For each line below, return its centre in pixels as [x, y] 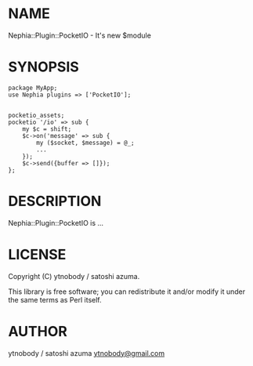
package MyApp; [33, 88]
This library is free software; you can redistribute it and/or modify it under [127, 292]
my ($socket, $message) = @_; [85, 143]
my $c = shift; [47, 129]
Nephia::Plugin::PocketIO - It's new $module [80, 35]
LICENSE [37, 255]
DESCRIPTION [55, 201]
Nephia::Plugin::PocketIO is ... [56, 223]
